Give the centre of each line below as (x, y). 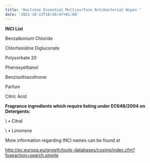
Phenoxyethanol (22, 67)
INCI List (14, 28)
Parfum (13, 86)
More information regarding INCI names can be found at (63, 140)
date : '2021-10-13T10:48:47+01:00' (42, 14)
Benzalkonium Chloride (29, 38)
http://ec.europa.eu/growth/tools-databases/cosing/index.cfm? (70, 150)
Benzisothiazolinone (26, 77)
